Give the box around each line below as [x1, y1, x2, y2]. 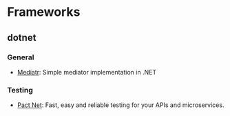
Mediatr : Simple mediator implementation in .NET [17, 68, 157, 76]
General [7, 52, 34, 62]
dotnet [7, 32, 36, 43]
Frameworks [7, 4, 81, 20]
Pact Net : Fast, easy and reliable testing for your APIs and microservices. [17, 101, 224, 109]
